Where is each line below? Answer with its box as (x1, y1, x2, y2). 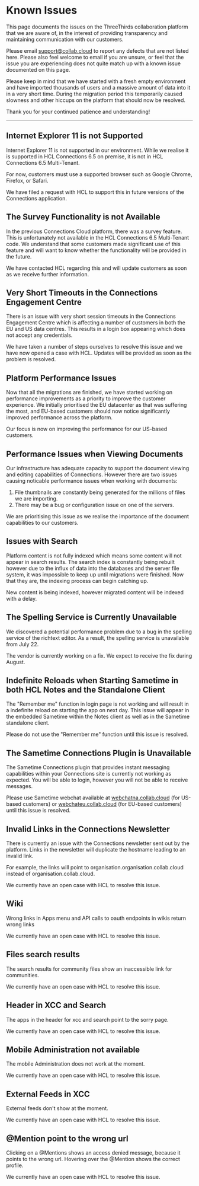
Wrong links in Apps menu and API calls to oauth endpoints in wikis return (6, 914, 187, 922)
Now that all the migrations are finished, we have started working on (6, 389, 173, 396)
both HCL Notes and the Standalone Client (6, 685, 165, 695)
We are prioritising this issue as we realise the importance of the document (6, 513, 190, 519)
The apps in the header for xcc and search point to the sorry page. (6, 1016, 169, 1023)
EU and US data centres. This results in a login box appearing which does (6, 326, 185, 333)
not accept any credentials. (6, 331, 73, 339)
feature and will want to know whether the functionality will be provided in (6, 247, 187, 254)
